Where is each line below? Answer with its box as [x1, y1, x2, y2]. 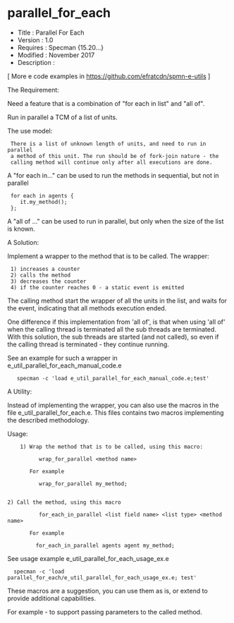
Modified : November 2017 [17, 51, 95, 59]
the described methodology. [7, 416, 90, 424]
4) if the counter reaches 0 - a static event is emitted [10, 284, 185, 291]
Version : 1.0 [17, 35, 54, 44]
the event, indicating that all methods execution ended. [7, 303, 167, 312]
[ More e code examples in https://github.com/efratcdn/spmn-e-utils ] [7, 72, 211, 80]
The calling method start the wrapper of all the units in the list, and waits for [7, 296, 228, 305]
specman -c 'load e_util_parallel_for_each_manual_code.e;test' [16, 375, 210, 382]
